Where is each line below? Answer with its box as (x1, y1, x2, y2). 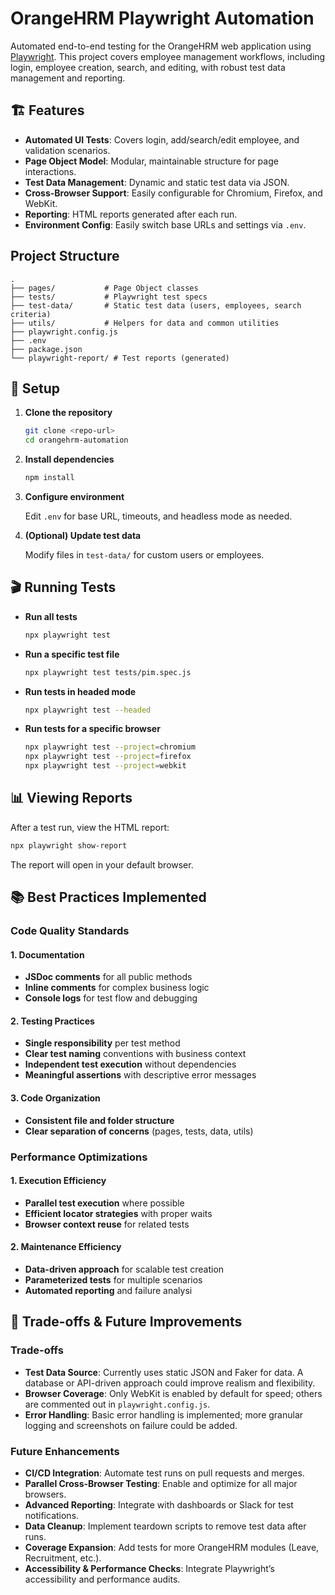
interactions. (24, 165, 77, 177)
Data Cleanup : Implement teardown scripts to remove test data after (24, 1520, 307, 1532)
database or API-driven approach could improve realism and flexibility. (24, 1377, 316, 1389)
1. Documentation (10, 948, 85, 961)
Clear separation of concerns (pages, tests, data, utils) (24, 1125, 254, 1137)
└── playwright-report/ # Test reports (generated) (10, 353, 230, 363)
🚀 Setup (10, 380, 61, 397)
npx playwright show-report (10, 840, 128, 851)
